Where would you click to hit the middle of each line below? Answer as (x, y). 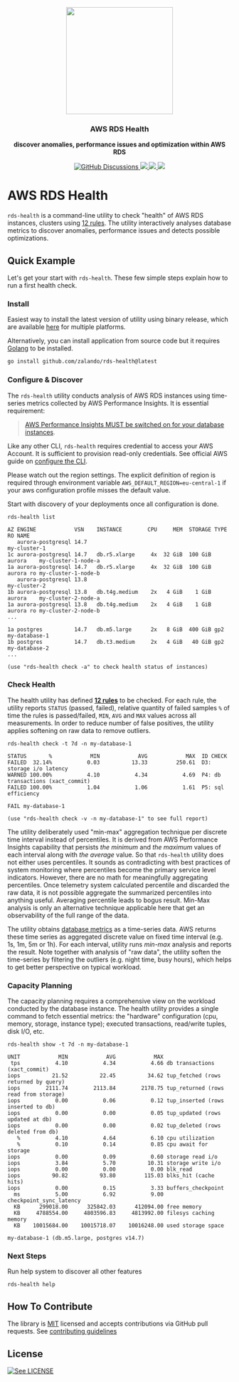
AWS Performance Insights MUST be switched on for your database (124, 424)
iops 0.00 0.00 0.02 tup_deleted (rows (114, 1126)
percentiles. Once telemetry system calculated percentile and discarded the (118, 884)
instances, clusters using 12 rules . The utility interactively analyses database (119, 223)
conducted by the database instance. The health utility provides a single (113, 1009)
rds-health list (31, 517)
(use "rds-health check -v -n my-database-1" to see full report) (108, 818)
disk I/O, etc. (26, 1032)
